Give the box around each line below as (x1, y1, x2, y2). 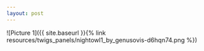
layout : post (6, 10, 44, 17)
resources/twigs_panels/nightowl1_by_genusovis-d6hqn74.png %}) (6, 35, 198, 44)
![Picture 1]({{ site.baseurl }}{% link (6, 29, 106, 37)
